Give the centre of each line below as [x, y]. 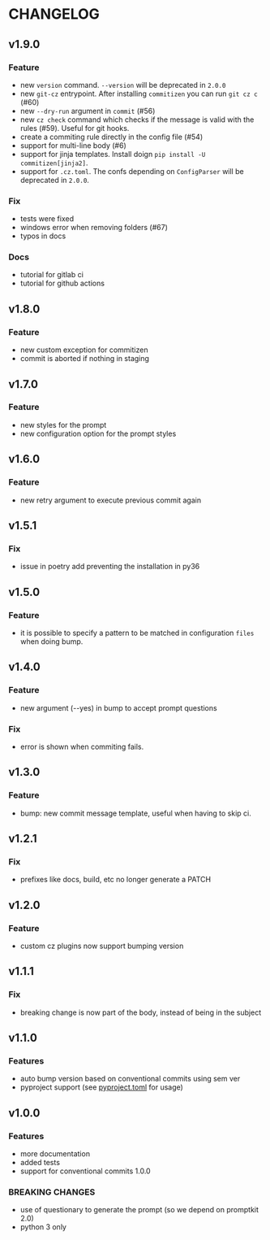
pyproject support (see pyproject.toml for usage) [102, 1087]
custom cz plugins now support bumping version [102, 946]
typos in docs [43, 236]
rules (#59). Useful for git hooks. [75, 128]
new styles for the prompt [63, 424]
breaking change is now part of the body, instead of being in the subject [141, 1012]
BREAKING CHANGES [52, 1192]
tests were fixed [47, 219]
